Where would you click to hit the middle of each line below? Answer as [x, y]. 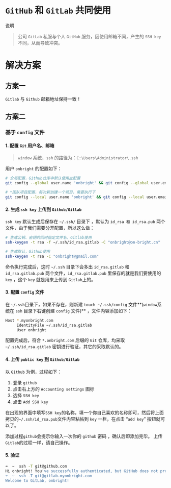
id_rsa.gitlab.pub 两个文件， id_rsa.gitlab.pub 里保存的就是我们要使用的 [83, 273]
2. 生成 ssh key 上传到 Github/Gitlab [44, 209]
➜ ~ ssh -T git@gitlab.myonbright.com [49, 476]
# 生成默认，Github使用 [28, 251]
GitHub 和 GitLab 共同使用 [58, 10]
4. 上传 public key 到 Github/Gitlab [42, 359]
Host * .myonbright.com [29, 320]
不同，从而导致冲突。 [40, 43]
